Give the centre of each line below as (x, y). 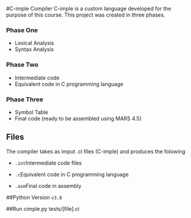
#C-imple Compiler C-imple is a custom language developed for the (89, 9)
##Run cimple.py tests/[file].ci (43, 209)
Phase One (22, 30)
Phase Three (25, 99)
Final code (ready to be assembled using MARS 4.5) (78, 118)
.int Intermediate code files (48, 163)
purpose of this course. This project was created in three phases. (86, 15)
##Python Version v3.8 (34, 197)
